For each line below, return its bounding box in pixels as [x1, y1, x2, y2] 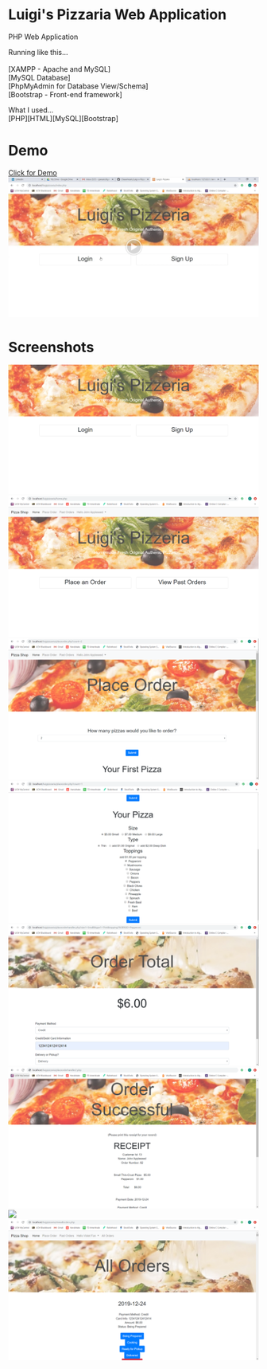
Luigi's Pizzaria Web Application [8, 6, 227, 24]
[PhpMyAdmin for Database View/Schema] [8, 81, 149, 91]
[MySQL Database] [8, 73, 71, 82]
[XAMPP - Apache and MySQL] [8, 64, 111, 73]
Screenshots [8, 338, 95, 356]
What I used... [8, 105, 54, 115]
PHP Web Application [8, 32, 79, 41]
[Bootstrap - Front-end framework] [8, 89, 123, 99]
